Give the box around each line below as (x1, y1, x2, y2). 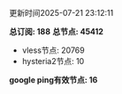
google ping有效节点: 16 (9, 75, 98, 85)
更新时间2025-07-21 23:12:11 (9, 8, 114, 18)
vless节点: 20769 (21, 45, 86, 55)
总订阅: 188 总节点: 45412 (9, 26, 104, 37)
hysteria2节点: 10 (21, 56, 85, 66)
